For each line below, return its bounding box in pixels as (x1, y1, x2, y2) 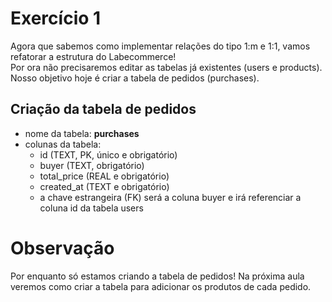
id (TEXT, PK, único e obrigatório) (39, 148, 178, 161)
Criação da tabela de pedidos (10, 101, 197, 118)
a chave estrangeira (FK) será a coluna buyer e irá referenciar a (39, 191, 302, 203)
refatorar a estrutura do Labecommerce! (10, 50, 177, 62)
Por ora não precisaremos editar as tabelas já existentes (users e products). (10, 61, 323, 73)
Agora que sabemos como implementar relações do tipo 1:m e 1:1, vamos (10, 40, 311, 52)
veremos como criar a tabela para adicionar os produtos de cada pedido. (10, 280, 312, 292)
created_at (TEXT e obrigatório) (39, 180, 170, 192)
